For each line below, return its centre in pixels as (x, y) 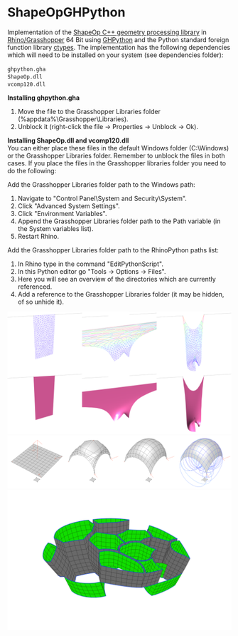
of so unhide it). (41, 302)
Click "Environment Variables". (62, 213)
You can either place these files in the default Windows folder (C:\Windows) (118, 148)
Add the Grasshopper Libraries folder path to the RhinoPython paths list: (113, 250)
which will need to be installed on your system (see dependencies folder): (115, 55)
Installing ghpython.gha (44, 98)
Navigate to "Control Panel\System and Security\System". (102, 198)
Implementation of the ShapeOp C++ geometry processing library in (107, 32)
